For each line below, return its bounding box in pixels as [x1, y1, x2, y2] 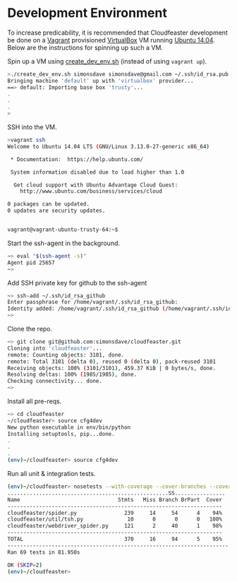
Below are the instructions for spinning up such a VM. [7, 43, 164, 52]
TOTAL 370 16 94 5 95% [7, 535, 222, 543]
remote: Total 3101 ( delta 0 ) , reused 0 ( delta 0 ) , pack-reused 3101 [7, 358, 217, 365]
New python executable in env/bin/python [7, 424, 131, 431]
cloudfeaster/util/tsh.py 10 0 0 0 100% [7, 516, 222, 523]
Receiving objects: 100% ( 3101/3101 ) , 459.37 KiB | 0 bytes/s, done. [7, 364, 217, 372]
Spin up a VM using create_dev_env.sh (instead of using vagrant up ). [7, 57, 207, 65]
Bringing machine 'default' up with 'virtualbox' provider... [7, 77, 194, 84]
